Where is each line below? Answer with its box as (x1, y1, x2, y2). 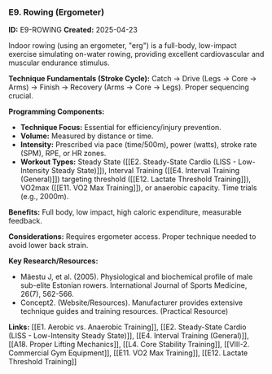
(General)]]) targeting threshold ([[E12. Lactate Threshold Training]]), (20, 174, 251, 185)
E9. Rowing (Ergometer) (8, 7, 104, 18)
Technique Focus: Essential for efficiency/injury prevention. (20, 123, 222, 133)
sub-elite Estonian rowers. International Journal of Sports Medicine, (20, 280, 248, 290)
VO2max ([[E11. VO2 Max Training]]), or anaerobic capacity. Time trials (20, 183, 257, 193)
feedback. (8, 216, 42, 226)
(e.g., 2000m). (20, 192, 69, 202)
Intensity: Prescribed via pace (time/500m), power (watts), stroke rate (20, 140, 257, 150)
